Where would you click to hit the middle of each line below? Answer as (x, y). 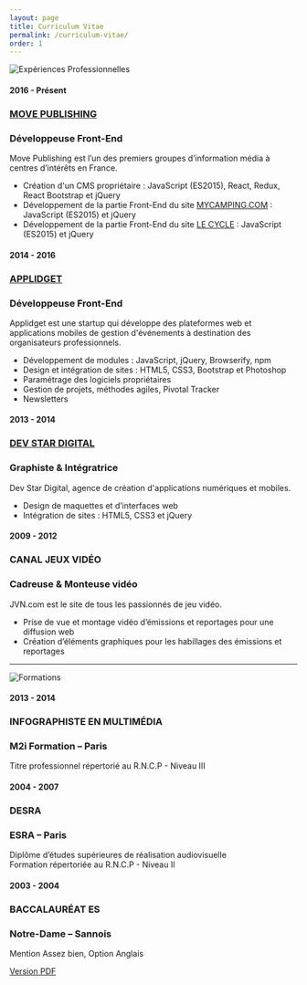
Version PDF (33, 971)
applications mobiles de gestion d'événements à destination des (130, 332)
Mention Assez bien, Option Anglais (77, 953)
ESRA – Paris (38, 834)
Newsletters (45, 399)
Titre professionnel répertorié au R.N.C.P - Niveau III (107, 766)
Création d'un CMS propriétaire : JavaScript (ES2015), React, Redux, (151, 186)
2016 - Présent (38, 90)
